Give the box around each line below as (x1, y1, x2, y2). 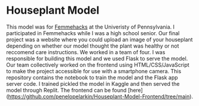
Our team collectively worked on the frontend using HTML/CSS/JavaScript (6, 61, 189, 68)
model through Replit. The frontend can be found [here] (6, 86, 143, 93)
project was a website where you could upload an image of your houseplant (6, 36, 193, 43)
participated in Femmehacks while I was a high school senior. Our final (6, 29, 180, 36)
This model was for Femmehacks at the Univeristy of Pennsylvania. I (6, 23, 175, 30)
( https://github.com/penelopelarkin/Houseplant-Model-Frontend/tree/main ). (6, 93, 193, 100)
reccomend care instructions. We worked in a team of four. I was (6, 48, 166, 55)
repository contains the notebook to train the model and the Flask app (6, 74, 178, 81)
